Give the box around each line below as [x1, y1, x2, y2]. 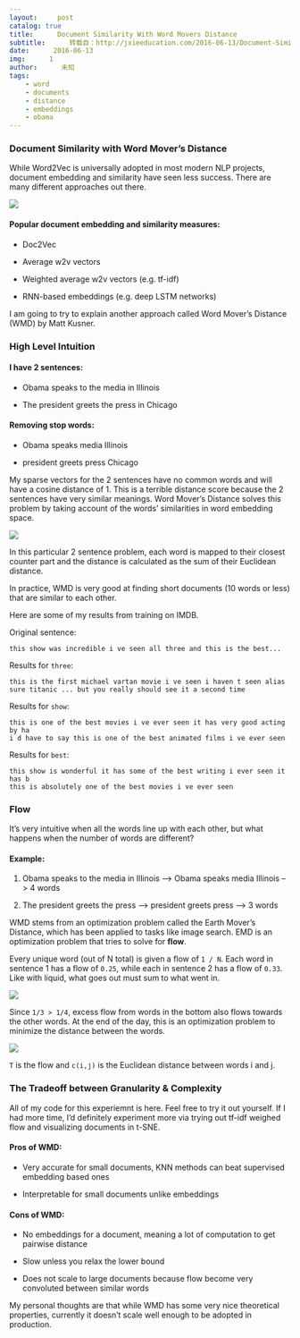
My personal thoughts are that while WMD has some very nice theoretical [9, 1300, 279, 1311]
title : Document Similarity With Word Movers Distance [9, 30, 238, 38]
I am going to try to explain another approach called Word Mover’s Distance [9, 308, 287, 318]
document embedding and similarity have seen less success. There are [9, 172, 271, 183]
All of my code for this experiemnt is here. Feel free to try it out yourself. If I [9, 1102, 286, 1114]
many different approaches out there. [9, 182, 147, 192]
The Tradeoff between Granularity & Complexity [9, 1082, 222, 1095]
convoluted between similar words [21, 1283, 149, 1293]
